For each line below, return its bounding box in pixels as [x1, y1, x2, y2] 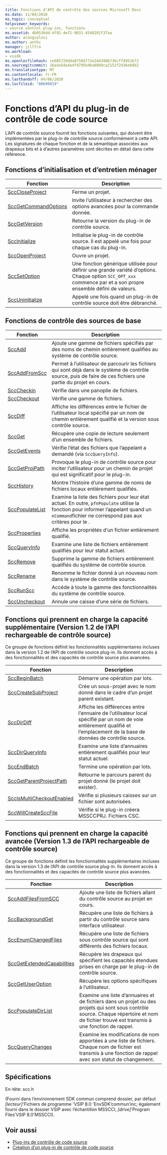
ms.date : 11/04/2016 [5, 12, 48, 17]
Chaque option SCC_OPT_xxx [72, 273, 136, 280]
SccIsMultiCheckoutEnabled [7, 795, 74, 802]
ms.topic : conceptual [5, 16, 50, 21]
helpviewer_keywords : [5, 21, 50, 26]
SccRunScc [7, 587, 35, 594]
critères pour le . [51, 519, 90, 526]
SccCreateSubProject [7, 689, 58, 696]
